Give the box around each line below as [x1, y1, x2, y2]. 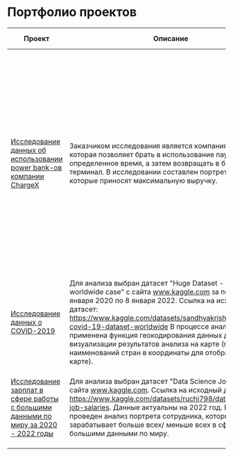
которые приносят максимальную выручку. [69, 175, 218, 185]
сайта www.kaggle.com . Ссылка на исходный [69, 385, 223, 395]
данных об [10, 145, 46, 155]
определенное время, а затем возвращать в [69, 158, 220, 168]
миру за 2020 [10, 420, 58, 430]
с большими [10, 402, 53, 412]
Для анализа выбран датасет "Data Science [69, 376, 216, 386]
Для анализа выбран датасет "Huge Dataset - [69, 278, 224, 288]
